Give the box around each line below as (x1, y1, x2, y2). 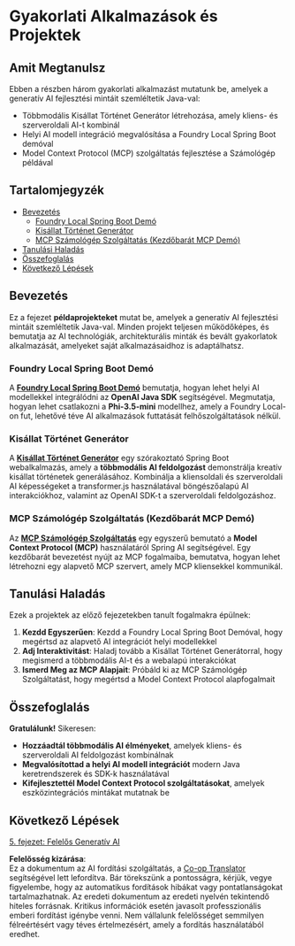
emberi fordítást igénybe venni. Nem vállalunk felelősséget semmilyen (9, 910, 265, 920)
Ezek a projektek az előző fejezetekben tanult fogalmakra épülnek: (9, 610, 251, 620)
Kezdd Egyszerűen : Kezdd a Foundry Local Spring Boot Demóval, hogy (21, 627, 284, 638)
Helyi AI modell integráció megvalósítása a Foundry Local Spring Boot (21, 129, 276, 139)
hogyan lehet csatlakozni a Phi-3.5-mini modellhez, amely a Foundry (9, 401, 261, 411)
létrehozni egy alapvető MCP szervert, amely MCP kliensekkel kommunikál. (9, 560, 284, 572)
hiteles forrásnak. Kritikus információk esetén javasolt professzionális (9, 900, 262, 911)
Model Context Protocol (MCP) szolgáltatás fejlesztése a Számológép (21, 148, 276, 158)
